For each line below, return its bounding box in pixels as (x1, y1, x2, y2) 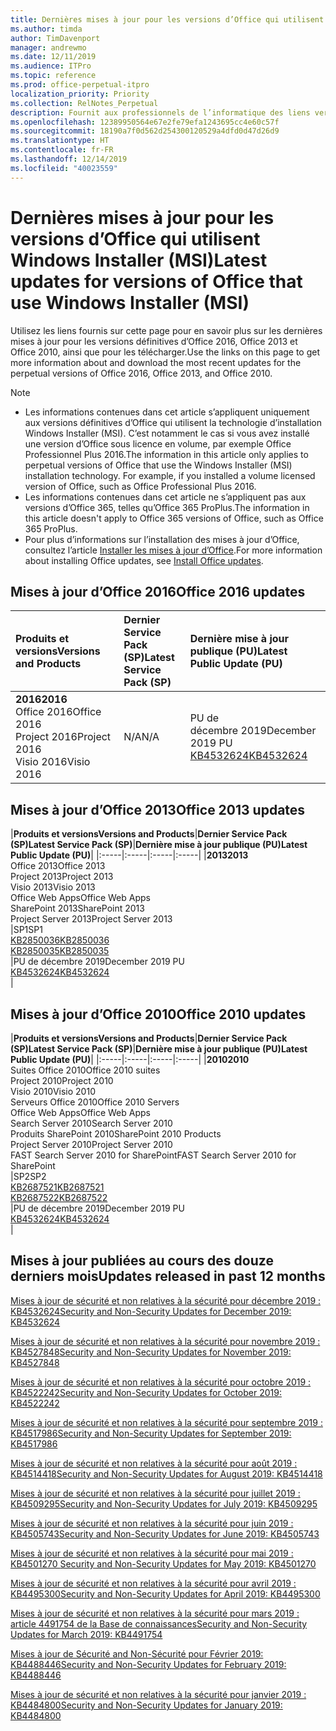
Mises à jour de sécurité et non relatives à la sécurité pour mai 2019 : (10, 1547, 294, 1559)
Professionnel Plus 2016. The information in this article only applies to (24, 448, 309, 460)
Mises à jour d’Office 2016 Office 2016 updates (10, 583, 306, 600)
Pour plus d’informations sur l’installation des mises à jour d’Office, (24, 533, 300, 545)
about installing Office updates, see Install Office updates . (24, 554, 264, 566)
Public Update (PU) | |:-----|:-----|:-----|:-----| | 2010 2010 (10, 1054, 250, 1065)
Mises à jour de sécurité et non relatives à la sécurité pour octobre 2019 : (10, 1376, 312, 1388)
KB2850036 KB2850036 (10, 934, 110, 946)
